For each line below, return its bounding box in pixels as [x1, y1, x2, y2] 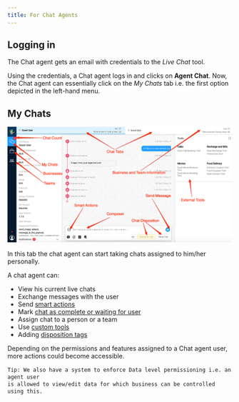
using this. [7, 388, 43, 396]
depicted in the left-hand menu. [7, 86, 101, 96]
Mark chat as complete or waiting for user [17, 308, 141, 316]
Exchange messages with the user [17, 293, 119, 301]
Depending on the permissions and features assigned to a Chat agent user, [7, 344, 228, 353]
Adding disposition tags [17, 331, 88, 339]
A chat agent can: [7, 271, 59, 280]
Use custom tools [17, 323, 70, 331]
